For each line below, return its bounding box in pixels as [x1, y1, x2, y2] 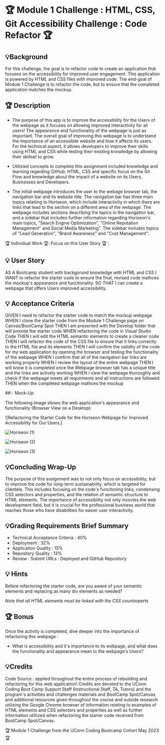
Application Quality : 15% [12, 545, 63, 551]
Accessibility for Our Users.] [5, 420, 62, 426]
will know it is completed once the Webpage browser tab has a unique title [5, 365, 156, 371]
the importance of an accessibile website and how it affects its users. [12, 138, 153, 144]
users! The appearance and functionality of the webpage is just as [12, 127, 146, 134]
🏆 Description [5, 102, 51, 110]
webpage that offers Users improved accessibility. [5, 285, 107, 291]
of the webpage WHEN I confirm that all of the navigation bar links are [5, 354, 147, 360]
